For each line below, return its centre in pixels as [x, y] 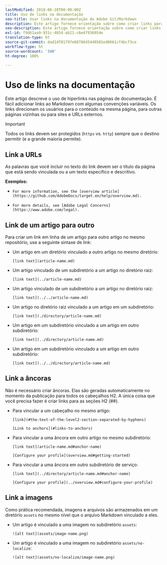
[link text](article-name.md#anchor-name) [57, 447]
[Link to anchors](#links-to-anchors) [52, 428]
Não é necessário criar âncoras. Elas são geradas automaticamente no [78, 390]
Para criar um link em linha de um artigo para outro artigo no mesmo [75, 237]
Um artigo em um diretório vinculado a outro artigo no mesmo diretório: [85, 252]
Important [15, 124]
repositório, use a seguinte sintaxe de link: [48, 242]
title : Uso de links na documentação [44, 14]
